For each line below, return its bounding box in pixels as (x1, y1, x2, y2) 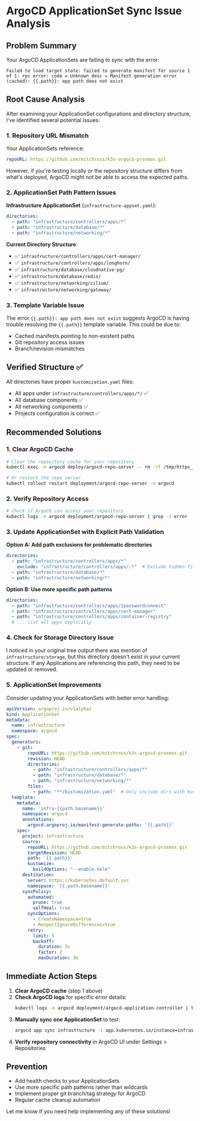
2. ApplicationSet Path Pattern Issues (6, 188, 117, 196)
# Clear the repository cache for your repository (6, 458, 135, 465)
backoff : (32, 938, 55, 944)
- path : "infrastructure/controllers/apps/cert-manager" (11, 608, 156, 614)
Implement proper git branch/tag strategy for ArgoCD (14, 1090, 146, 1097)
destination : (21, 872, 55, 878)
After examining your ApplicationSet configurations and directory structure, (6, 110, 191, 117)
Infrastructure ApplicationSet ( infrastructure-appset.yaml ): (6, 202, 157, 209)
